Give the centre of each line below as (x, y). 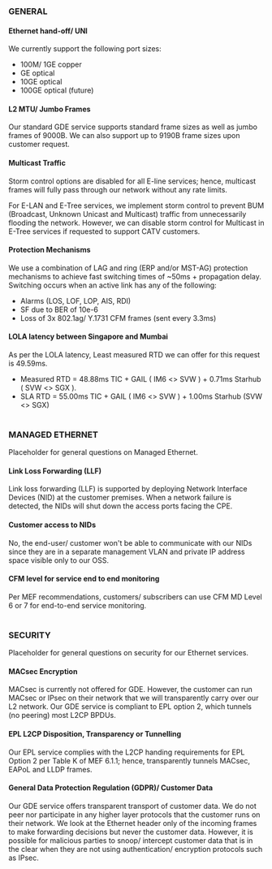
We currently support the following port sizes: (85, 49)
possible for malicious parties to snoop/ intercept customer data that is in (131, 840)
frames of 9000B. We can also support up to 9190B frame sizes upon (125, 136)
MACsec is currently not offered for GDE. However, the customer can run (131, 690)
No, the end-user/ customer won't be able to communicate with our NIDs (130, 543)
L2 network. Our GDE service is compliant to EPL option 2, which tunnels (130, 707)
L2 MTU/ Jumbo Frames (50, 109)
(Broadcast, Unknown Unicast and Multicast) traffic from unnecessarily (127, 214)
